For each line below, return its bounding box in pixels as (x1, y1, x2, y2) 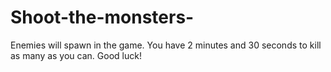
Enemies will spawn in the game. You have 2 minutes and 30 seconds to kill (10, 39, 322, 51)
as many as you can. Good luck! (10, 49, 142, 61)
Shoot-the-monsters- (10, 6, 195, 29)
